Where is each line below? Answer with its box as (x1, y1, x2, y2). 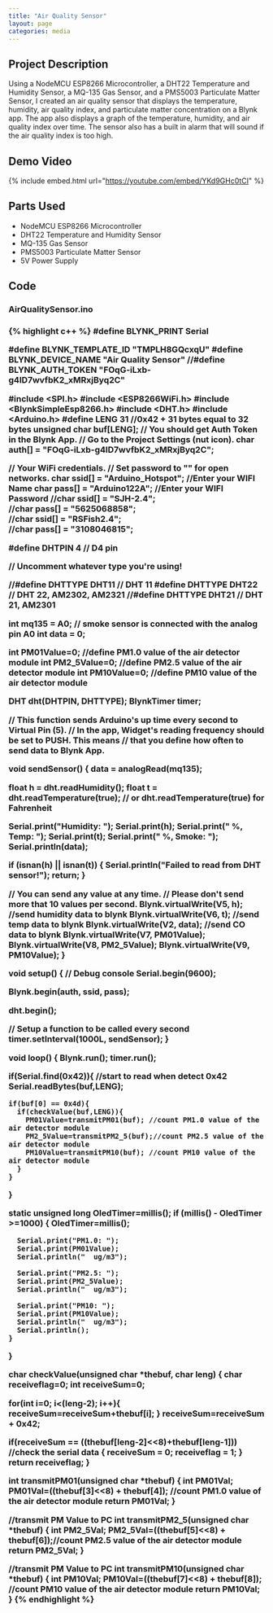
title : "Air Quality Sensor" (8, 11, 107, 20)
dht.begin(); (8, 1005, 57, 1016)
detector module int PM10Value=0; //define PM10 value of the (8, 667, 258, 678)
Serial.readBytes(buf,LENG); (8, 1080, 124, 1092)
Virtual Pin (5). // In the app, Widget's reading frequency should (8, 724, 265, 735)
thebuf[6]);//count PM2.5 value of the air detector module (8, 1534, 242, 1545)
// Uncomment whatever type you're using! (8, 560, 183, 572)
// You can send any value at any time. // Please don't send (8, 888, 245, 900)
